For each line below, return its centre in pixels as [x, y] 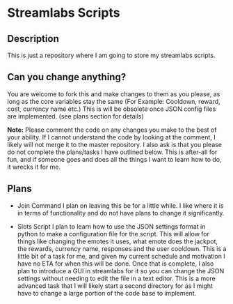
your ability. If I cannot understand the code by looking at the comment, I [111, 137]
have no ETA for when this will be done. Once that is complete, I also [115, 264]
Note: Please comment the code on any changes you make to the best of [112, 130]
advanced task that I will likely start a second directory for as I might [115, 286]
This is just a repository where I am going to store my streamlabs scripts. [111, 55]
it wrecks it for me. [34, 167]
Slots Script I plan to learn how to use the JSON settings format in [111, 226]
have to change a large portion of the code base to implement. [107, 293]
